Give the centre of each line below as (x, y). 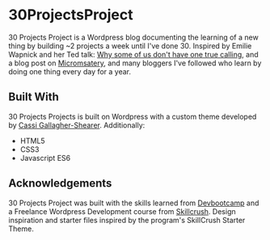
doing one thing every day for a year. (70, 71)
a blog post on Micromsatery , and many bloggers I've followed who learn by (135, 63)
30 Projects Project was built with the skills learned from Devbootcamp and (134, 203)
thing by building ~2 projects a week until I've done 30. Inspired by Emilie (130, 45)
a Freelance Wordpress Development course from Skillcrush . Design (122, 211)
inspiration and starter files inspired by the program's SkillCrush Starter (127, 220)
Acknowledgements (60, 183)
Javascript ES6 (45, 158)
